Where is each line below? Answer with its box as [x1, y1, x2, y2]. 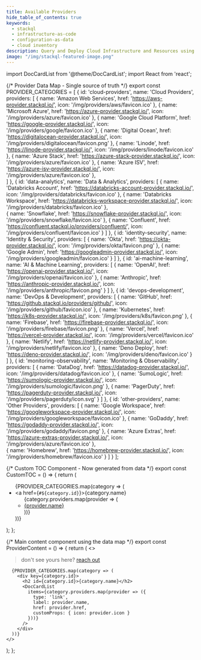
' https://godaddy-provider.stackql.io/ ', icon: [6, 421, 114, 428]
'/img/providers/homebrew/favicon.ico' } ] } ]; [6, 453, 119, 460]
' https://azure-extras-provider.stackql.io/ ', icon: [6, 434, 124, 441]
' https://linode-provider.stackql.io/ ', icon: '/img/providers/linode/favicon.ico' [6, 146, 194, 153]
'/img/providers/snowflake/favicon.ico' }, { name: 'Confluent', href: [6, 216, 171, 223]
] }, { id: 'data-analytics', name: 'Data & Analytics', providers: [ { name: [6, 178, 179, 185]
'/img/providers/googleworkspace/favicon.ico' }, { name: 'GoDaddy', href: [6, 414, 189, 422]
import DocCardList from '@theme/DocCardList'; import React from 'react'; [6, 70, 192, 77]
